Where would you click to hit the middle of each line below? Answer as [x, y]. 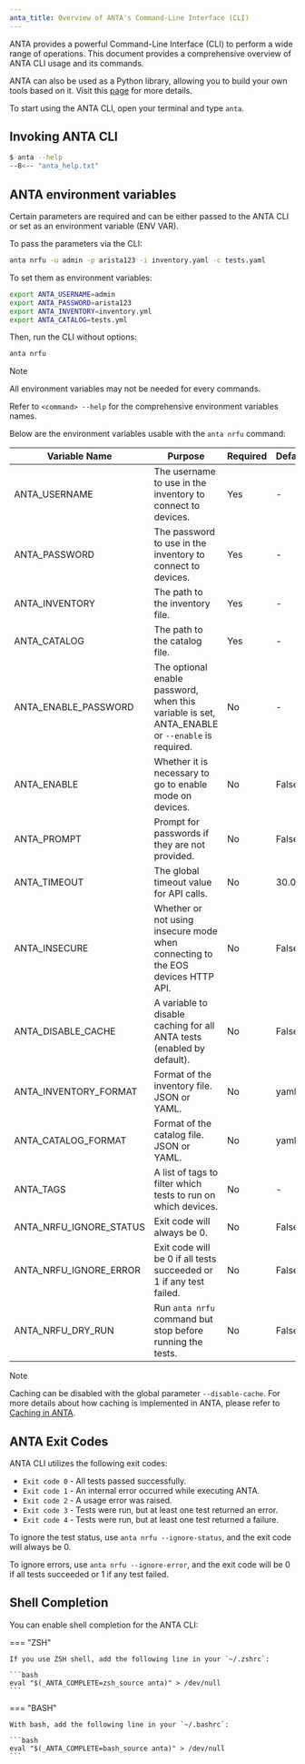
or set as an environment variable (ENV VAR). [94, 226]
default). [172, 1059]
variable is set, [185, 713]
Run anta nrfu [184, 1308]
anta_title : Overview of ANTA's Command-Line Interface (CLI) [129, 18]
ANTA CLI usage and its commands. [77, 63]
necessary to [182, 773]
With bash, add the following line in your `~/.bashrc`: [119, 1724]
